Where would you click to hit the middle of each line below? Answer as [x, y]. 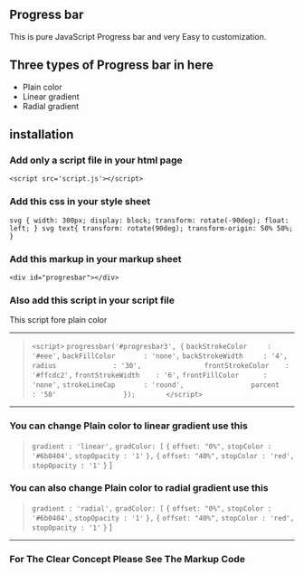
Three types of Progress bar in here [112, 66]
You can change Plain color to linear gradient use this [129, 426]
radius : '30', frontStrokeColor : [160, 366]
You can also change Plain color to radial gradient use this [139, 488]
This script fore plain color [58, 320]
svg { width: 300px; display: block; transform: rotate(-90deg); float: [149, 221]
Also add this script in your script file [92, 300]
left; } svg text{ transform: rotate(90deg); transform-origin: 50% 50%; [152, 228]
